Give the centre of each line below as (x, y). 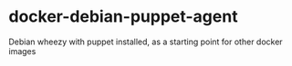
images (22, 51)
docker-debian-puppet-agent (123, 17)
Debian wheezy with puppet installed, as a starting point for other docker (146, 42)
